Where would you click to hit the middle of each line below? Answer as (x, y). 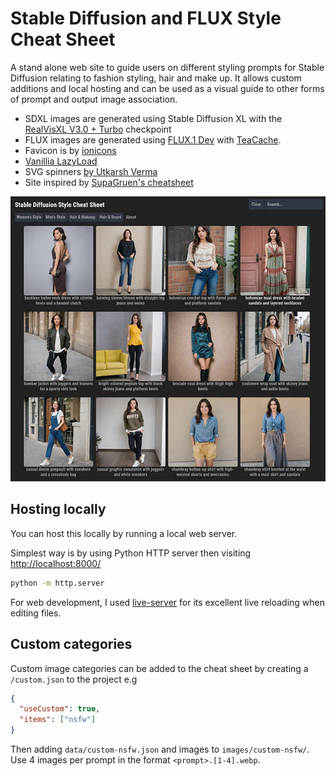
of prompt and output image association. (94, 99)
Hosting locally (58, 509)
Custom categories (71, 644)
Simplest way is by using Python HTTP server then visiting (131, 553)
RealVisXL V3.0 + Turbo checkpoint (98, 129)
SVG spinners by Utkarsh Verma (91, 171)
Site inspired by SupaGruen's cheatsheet (109, 182)
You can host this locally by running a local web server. (124, 533)
